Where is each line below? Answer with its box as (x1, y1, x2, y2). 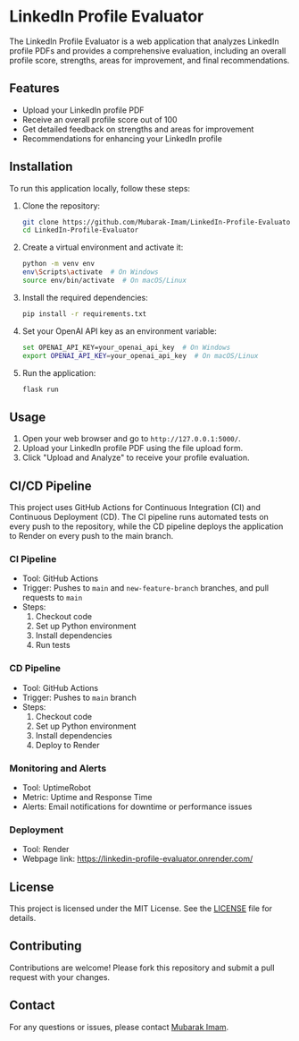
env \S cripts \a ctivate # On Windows (21, 268, 159, 277)
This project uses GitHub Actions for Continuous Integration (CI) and (9, 502, 262, 513)
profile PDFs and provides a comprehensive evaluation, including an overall (9, 45, 287, 55)
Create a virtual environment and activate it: (21, 242, 184, 252)
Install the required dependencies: (21, 292, 149, 303)
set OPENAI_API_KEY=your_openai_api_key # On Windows (21, 343, 231, 352)
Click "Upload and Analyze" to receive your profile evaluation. (21, 452, 250, 463)
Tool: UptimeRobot (21, 781, 92, 793)
